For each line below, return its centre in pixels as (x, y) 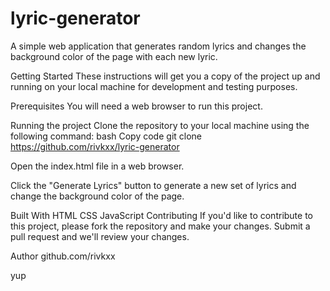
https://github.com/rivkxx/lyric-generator (95, 146)
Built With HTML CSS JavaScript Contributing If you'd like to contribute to (162, 215)
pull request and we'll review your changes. (100, 236)
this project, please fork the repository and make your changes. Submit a (160, 226)
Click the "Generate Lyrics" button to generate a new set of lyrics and (153, 185)
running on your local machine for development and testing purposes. (154, 86)
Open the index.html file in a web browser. (97, 166)
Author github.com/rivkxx (63, 256)
